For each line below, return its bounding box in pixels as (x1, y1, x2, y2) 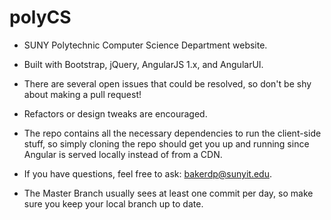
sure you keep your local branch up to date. (23, 197, 204, 210)
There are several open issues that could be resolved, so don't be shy (23, 77, 312, 90)
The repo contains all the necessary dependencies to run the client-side (23, 127, 322, 139)
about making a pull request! (23, 88, 142, 100)
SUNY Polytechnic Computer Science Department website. (23, 39, 268, 51)
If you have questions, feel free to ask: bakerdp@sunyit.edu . (23, 167, 272, 180)
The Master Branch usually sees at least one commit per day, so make (23, 187, 314, 199)
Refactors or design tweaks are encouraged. (23, 107, 208, 120)
